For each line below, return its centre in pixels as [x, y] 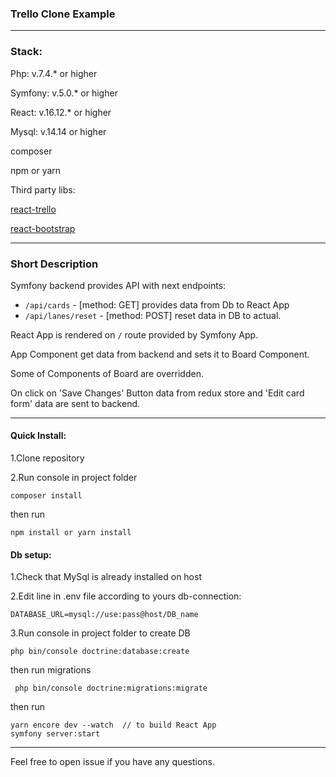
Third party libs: [43, 189]
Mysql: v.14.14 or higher [58, 131]
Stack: [26, 52]
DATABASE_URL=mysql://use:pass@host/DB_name [104, 615]
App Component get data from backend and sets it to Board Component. [160, 354]
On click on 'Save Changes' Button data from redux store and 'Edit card [157, 393]
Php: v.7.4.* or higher [54, 73]
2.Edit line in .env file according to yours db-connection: [126, 596]
